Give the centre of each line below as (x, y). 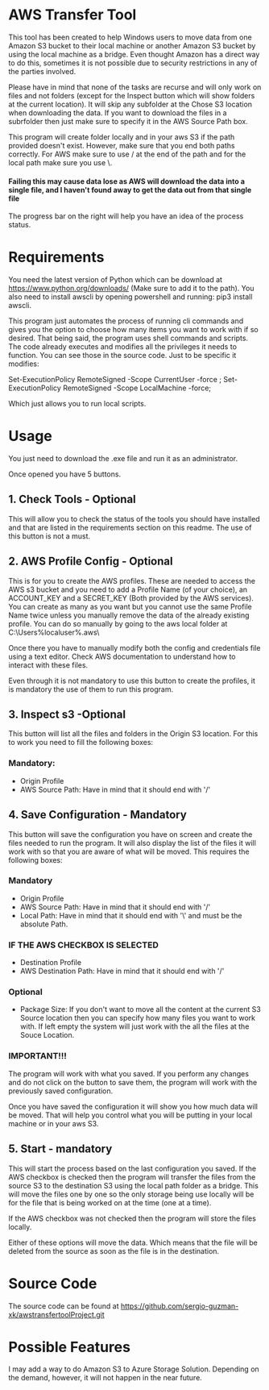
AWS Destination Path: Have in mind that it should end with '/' (122, 971)
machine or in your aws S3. (54, 1123)
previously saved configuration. (61, 1091)
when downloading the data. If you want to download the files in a (118, 112)
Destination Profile (51, 963)
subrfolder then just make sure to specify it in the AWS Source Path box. (128, 121)
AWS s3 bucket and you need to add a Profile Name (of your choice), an (128, 589)
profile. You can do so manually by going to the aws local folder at (118, 623)
